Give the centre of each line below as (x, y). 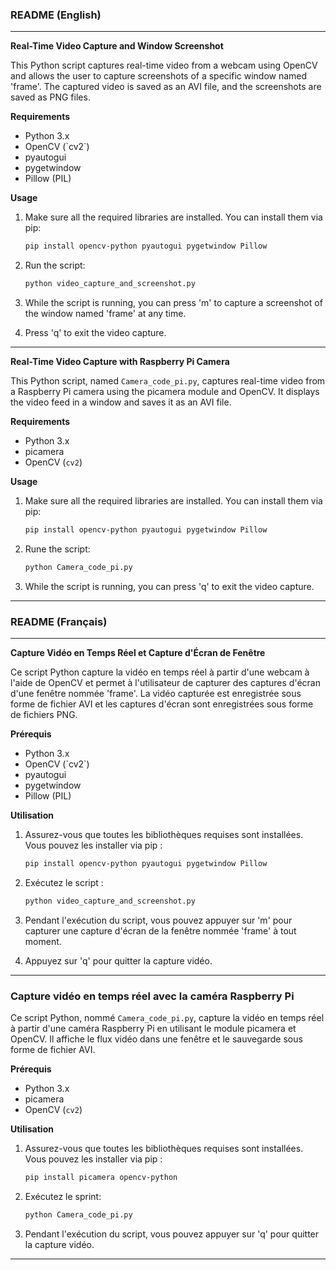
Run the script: (55, 265)
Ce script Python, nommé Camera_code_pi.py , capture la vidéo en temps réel (167, 1018)
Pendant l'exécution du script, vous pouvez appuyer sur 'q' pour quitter (172, 1234)
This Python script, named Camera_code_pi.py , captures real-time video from (168, 381)
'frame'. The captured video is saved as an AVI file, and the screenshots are (166, 87)
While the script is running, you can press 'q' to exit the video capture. (169, 586)
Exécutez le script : (64, 882)
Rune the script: (57, 549)
